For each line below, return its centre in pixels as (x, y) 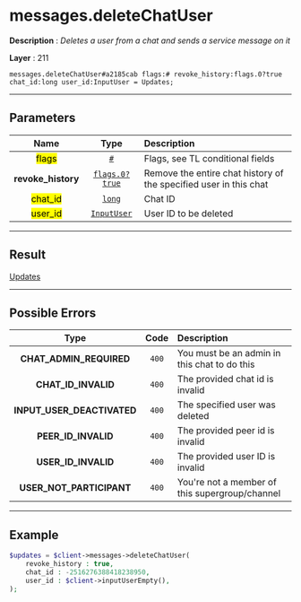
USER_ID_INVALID (75, 462)
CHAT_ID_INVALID (75, 385)
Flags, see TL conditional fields (209, 158)
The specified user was (227, 405)
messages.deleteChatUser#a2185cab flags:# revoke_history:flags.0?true (146, 74)
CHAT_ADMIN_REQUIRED (75, 359)
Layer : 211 (29, 57)
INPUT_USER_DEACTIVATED (75, 411)
